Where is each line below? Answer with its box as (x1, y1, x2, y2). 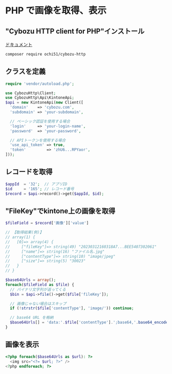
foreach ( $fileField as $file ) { (5, 282, 74, 287)
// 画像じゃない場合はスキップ (10, 301, 67, 306)
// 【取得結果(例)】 (5, 230, 44, 235)
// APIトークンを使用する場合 (10, 137, 66, 143)
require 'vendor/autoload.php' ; (5, 81, 74, 86)
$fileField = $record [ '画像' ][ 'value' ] (5, 221, 89, 226)
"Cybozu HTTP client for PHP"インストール (5, 27, 145, 35)
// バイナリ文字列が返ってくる (10, 287, 66, 292)
